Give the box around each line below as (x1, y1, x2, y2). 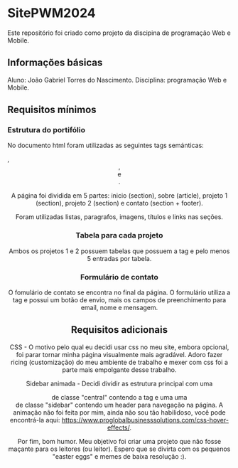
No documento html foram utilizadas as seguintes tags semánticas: (7, 141, 204, 150)
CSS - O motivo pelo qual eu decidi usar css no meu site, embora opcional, (9, 343, 229, 351)
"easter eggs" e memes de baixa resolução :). (52, 452, 187, 460)
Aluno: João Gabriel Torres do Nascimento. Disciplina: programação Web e (7, 75, 227, 84)
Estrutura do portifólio (7, 125, 85, 135)
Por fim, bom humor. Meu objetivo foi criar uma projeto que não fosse (17, 437, 222, 445)
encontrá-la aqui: (9, 415, 60, 424)
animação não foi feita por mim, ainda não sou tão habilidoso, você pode (13, 408, 226, 417)
